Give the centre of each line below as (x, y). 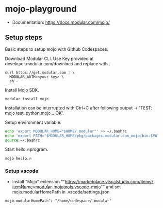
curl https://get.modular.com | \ (40, 73)
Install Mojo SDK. (22, 90)
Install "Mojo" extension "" (39, 181)
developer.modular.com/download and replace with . (58, 63)
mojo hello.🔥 (18, 159)
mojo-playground (41, 9)
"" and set (111, 187)
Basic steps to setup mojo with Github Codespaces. (57, 49)
